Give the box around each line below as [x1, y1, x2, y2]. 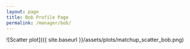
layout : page [6, 8, 39, 15]
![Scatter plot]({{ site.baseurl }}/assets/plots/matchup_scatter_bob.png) [6, 36, 184, 44]
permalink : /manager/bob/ [6, 20, 71, 26]
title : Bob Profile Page [6, 14, 69, 20]
